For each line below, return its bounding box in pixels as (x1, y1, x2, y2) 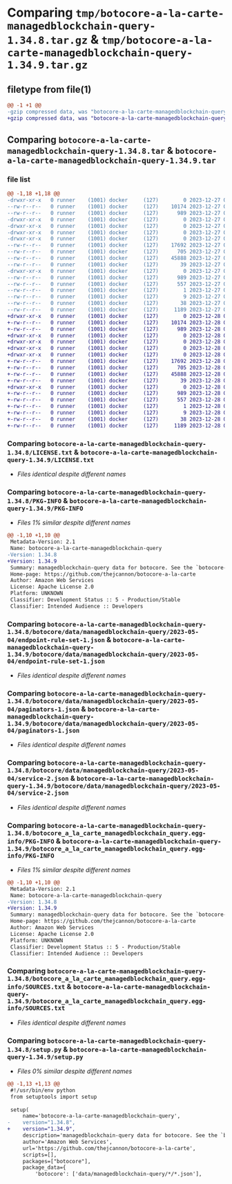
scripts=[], (22, 1151, 57, 1158)
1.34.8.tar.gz (7, 34, 88, 47)
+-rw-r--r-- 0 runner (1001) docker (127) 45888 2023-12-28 (7, 371, 221, 378)
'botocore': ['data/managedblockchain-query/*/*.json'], (35, 1171, 202, 1178)
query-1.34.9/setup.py (7, 1053, 84, 1061)
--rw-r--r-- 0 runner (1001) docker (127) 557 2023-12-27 (7, 281, 221, 288)
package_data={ (22, 1164, 67, 1172)
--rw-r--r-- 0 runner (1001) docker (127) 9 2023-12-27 (7, 293, 221, 301)
